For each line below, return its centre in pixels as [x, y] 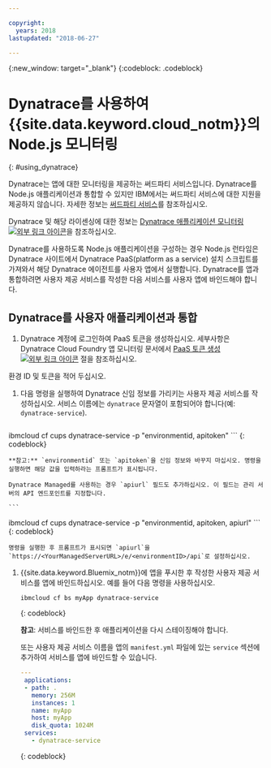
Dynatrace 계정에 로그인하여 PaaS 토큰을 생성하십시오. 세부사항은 [125, 339]
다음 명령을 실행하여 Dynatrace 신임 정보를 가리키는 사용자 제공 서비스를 [135, 394]
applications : [48, 680]
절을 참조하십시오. [108, 359]
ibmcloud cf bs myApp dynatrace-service [89, 598]
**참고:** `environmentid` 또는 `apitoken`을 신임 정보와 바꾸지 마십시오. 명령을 [135, 461]
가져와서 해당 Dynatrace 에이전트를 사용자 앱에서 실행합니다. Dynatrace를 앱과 [134, 270]
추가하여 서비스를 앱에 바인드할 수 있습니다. [88, 658]
